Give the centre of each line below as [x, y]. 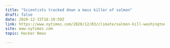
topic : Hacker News [26, 33]
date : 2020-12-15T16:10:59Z [35, 19]
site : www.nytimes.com [29, 29]
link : [11, 24]
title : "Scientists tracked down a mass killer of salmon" [69, 10]
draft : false [19, 15]
